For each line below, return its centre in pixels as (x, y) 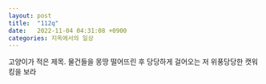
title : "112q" (34, 23)
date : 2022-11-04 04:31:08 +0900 (68, 30)
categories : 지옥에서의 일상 (51, 38)
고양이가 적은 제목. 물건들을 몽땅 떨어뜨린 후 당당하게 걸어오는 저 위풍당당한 (126, 62)
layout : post (30, 16)
